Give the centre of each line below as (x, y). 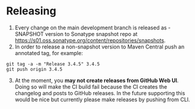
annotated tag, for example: (49, 53)
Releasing (31, 11)
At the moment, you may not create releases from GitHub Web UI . (97, 80)
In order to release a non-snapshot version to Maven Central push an (100, 47)
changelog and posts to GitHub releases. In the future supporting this (100, 93)
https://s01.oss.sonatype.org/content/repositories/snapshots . (90, 40)
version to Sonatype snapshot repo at (91, 34)
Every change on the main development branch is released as (91, 28)
